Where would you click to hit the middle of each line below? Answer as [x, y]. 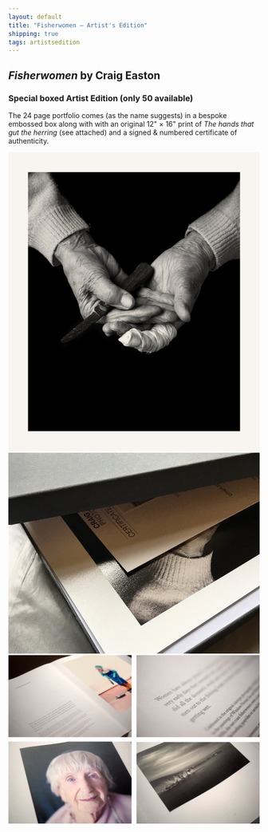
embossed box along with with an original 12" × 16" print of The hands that [131, 124]
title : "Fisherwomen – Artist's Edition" [78, 25]
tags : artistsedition [44, 42]
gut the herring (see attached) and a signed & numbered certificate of [123, 132]
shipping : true [33, 34]
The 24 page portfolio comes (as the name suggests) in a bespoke [118, 115]
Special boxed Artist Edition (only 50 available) [101, 98]
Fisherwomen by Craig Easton [85, 75]
